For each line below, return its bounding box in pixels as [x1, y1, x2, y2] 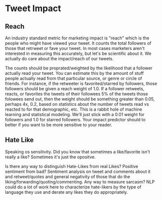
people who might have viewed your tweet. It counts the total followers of [5, 40, 151, 46]
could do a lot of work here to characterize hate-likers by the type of [5, 184, 142, 190]
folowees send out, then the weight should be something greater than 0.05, [5, 96, 155, 102]
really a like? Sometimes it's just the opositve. [5, 154, 96, 160]
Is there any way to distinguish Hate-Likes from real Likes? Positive [5, 163, 139, 169]
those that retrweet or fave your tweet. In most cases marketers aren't [5, 46, 145, 51]
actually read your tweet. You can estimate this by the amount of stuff [5, 70, 144, 76]
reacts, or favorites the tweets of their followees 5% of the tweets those [5, 91, 148, 97]
